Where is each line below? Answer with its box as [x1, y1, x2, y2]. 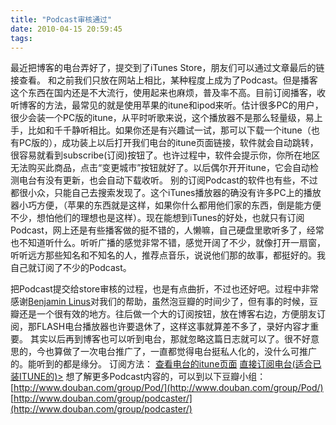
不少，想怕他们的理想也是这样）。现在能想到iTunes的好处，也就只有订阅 [10, 212, 305, 224]
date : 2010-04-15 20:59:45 [10, 24, 123, 34]
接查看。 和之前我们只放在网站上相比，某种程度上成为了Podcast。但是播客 [10, 74, 318, 86]
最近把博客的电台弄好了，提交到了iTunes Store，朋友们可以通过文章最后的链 [10, 62, 325, 74]
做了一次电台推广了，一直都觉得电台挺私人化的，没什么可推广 [62, 346, 317, 358]
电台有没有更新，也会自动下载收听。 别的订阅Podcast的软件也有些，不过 [18, 174, 318, 186]
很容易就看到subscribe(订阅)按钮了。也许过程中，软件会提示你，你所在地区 [10, 149, 321, 161]
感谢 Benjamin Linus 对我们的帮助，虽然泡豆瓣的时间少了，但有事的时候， [10, 296, 310, 308]
